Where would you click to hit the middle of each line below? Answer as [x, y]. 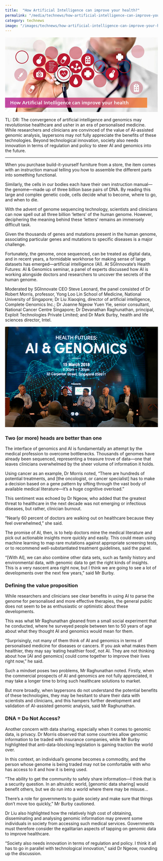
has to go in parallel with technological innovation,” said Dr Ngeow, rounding [81, 848]
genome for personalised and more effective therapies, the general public [79, 601]
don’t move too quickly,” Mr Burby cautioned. [50, 804]
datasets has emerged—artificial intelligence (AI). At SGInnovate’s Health [78, 264]
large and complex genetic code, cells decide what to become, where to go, [81, 195]
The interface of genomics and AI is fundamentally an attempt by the [74, 448]
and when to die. [22, 199]
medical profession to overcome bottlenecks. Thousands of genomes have [80, 453]
